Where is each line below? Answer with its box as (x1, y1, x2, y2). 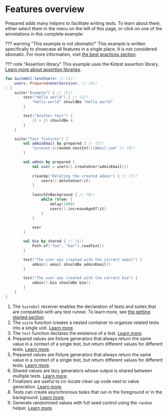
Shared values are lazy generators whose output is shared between (12, 367, 152, 373)
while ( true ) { (41, 197, 73, 202)
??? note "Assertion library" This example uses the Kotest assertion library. (5, 61, 159, 67)
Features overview (5, 4, 85, 15)
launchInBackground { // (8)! (32, 192, 95, 197)
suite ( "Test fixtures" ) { (14, 136, 69, 141)
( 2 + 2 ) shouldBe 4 (32, 118, 73, 123)
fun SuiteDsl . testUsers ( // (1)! (5, 76, 75, 81)
